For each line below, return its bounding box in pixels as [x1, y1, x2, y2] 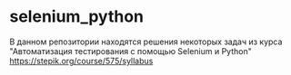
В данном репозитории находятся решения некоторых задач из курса [9, 36, 283, 47]
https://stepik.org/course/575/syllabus [9, 55, 154, 66]
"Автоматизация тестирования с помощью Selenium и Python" [9, 45, 252, 56]
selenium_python [9, 6, 144, 27]
